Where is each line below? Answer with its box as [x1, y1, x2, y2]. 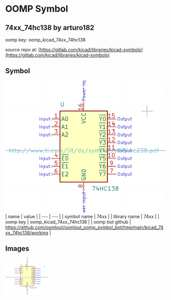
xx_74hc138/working [5, 229, 48, 235]
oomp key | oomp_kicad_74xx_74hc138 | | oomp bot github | [5, 219, 131, 225]
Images [5, 245, 30, 253]
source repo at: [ [5, 47, 40, 52]
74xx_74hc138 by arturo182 [5, 23, 95, 32]
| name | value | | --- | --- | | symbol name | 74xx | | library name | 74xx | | [5, 213, 159, 219]
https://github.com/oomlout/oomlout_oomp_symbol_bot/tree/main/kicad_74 [5, 224, 164, 230]
